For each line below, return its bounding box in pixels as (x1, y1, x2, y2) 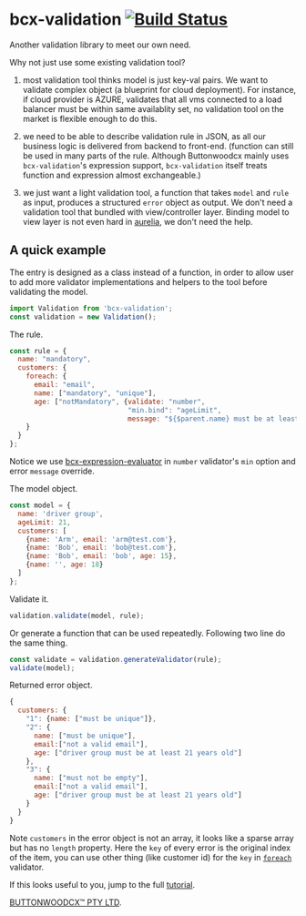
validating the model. (9, 286, 88, 297)
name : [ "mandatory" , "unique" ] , (33, 388, 157, 398)
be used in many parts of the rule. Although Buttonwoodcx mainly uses (22, 150, 290, 161)
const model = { (9, 501, 71, 510)
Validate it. (9, 593, 49, 605)
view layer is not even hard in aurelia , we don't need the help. (22, 216, 253, 227)
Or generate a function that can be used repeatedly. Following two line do (9, 627, 286, 638)
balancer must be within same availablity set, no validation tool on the (22, 103, 284, 114)
